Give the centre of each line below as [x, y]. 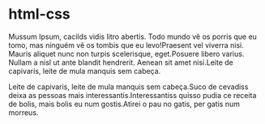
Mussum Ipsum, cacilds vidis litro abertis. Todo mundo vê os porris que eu [133, 36]
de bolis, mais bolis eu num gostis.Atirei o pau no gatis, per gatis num [124, 104]
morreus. [24, 112]
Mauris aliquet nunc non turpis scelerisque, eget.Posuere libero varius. [126, 53]
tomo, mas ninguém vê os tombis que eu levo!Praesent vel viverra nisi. [126, 45]
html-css [39, 14]
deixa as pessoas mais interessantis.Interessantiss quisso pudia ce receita [132, 95]
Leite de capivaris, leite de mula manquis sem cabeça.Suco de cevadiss [128, 87]
